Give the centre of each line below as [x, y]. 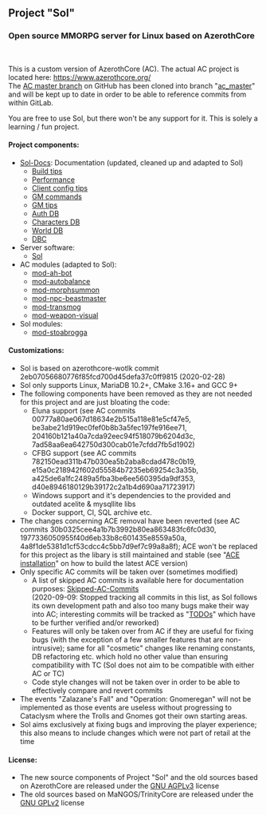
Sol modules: [41, 323]
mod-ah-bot [52, 273]
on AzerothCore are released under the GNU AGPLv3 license [119, 786]
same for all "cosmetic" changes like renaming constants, [161, 648]
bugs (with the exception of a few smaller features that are [128, 640]
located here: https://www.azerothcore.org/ [80, 77]
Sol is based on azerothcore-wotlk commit [89, 368]
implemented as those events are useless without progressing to [126, 708]
